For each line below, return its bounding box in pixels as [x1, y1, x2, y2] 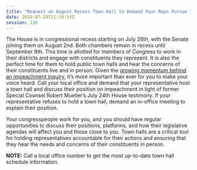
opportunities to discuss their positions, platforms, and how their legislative [6, 122, 188, 129]
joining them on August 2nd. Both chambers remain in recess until [6, 42, 166, 49]
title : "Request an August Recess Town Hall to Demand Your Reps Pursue [6, 8, 188, 15]
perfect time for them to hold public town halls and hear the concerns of [6, 61, 181, 68]
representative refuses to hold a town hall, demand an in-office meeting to [6, 98, 186, 105]
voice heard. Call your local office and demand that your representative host [6, 79, 191, 86]
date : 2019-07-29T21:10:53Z [6, 14, 75, 20]
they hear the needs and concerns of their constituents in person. [6, 141, 165, 148]
